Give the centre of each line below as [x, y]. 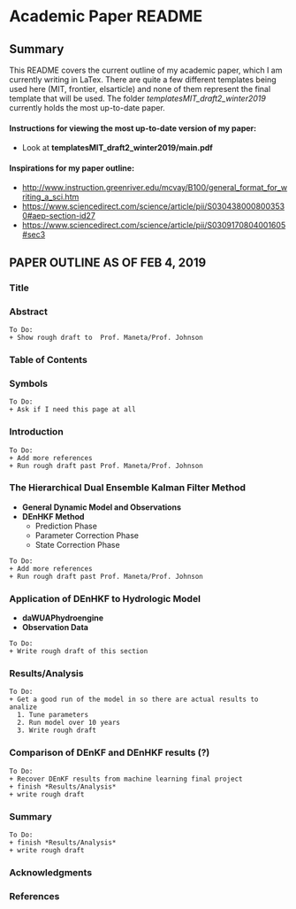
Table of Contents [49, 359]
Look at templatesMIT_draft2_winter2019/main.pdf [118, 148]
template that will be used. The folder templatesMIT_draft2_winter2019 [138, 98]
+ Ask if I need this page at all [73, 410]
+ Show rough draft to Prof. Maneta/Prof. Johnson [106, 338]
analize [23, 707]
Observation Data [55, 628]
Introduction [36, 432]
